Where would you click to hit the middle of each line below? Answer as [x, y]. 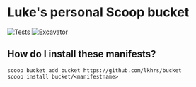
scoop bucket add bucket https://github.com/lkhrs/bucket [94, 70]
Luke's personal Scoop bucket [98, 12]
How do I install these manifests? [82, 54]
